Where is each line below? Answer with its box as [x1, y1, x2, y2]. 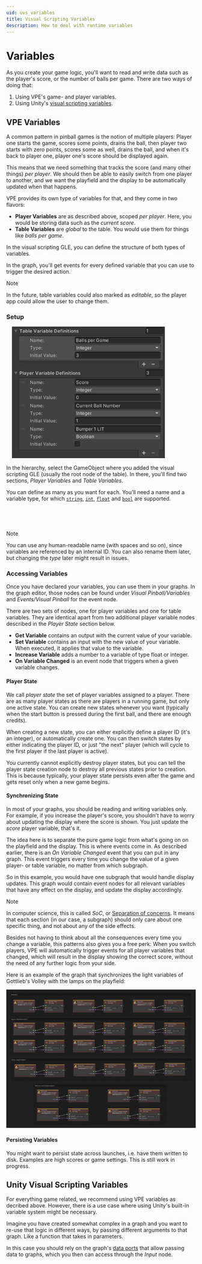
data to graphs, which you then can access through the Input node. [6, 1251, 173, 1258]
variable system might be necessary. [6, 1209, 97, 1216]
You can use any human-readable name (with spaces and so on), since [6, 542, 182, 549]
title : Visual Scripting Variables [6, 16, 96, 22]
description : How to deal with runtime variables [6, 22, 133, 28]
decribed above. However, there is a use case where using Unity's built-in [6, 1202, 189, 1209]
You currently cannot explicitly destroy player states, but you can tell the [6, 759, 185, 766]
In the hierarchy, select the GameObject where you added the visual [6, 464, 174, 471]
